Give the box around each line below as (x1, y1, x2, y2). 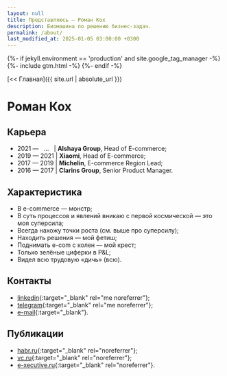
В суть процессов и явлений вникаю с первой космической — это (16, 211, 213, 220)
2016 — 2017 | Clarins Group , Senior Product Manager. (16, 166, 174, 175)
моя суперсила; (16, 219, 64, 227)
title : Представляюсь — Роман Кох (7, 16, 106, 23)
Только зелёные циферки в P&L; (16, 248, 111, 256)
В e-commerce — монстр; (16, 204, 93, 213)
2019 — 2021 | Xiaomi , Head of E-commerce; (16, 152, 146, 160)
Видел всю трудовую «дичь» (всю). (16, 255, 122, 263)
